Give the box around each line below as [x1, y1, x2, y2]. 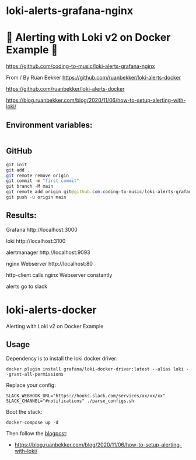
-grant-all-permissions [6, 372, 64, 377]
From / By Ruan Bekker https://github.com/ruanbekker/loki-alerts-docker [6, 74, 181, 81]
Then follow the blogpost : [6, 430, 68, 437]
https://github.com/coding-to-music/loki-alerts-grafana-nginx [6, 63, 155, 70]
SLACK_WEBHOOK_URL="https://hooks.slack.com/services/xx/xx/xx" [6, 393, 166, 399]
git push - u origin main [6, 194, 66, 200]
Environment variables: [6, 120, 93, 130]
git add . [6, 167, 30, 173]
